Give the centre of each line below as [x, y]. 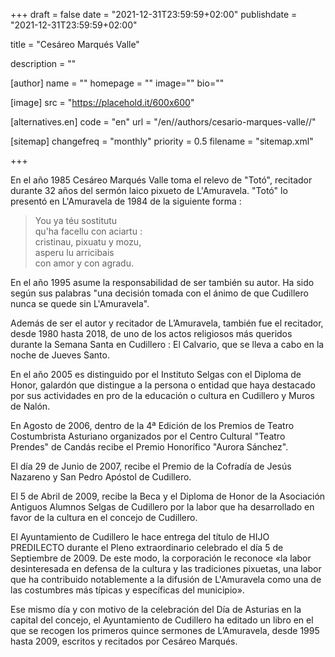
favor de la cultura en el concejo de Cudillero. [104, 517]
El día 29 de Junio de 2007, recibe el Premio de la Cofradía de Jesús [151, 466]
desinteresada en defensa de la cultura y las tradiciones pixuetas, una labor [166, 568]
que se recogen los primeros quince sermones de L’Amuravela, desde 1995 [165, 630]
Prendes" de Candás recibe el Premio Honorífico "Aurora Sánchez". [149, 447]
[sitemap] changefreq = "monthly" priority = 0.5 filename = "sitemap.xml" [162, 141]
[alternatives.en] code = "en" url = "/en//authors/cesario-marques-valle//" [163, 122]
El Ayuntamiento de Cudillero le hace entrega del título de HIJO [140, 537]
